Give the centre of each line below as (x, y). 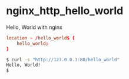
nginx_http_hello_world (65, 11)
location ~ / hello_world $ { (41, 38)
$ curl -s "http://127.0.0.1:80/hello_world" (63, 60)
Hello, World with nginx (34, 27)
